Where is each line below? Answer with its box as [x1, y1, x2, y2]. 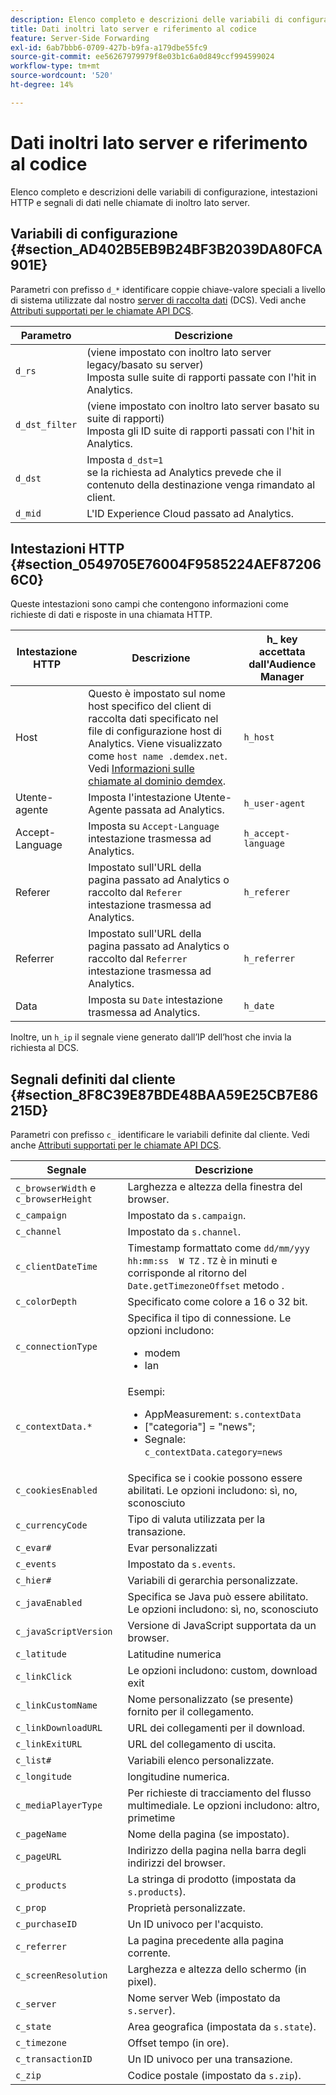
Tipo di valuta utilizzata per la [127, 1512, 266, 1526]
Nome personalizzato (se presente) [127, 1692, 294, 1706]
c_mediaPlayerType [15, 1800, 103, 1811]
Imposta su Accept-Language [88, 819, 220, 833]
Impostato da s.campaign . [127, 1209, 247, 1223]
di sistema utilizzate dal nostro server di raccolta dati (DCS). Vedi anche [10, 294, 307, 306]
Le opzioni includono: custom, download [127, 1664, 318, 1678]
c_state [15, 2021, 52, 2033]
